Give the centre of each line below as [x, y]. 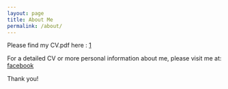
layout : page [26, 13]
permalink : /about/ [35, 26]
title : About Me [30, 20]
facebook [20, 66]
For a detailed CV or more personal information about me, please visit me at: [114, 58]
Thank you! [23, 79]
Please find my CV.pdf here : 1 [49, 46]
